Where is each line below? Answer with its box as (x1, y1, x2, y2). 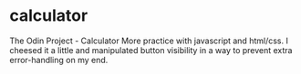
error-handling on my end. (9, 54, 109, 65)
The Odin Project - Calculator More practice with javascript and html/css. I (9, 35, 289, 46)
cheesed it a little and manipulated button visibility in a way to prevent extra (9, 44, 293, 55)
